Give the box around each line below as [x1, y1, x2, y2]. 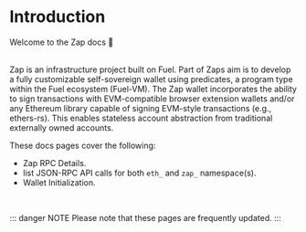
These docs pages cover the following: [9, 140, 156, 151]
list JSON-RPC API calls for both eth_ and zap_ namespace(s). [22, 167, 257, 178]
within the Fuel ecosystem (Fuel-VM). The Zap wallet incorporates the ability [9, 83, 297, 94]
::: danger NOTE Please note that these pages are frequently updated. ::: [9, 212, 281, 223]
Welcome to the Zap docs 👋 [9, 37, 114, 47]
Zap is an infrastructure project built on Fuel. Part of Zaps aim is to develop [9, 64, 291, 75]
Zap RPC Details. [22, 157, 87, 168]
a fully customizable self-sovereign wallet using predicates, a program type [9, 73, 294, 84]
